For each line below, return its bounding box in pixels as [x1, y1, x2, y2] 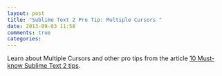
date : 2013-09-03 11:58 [7, 23, 76, 29]
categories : [7, 36, 41, 42]
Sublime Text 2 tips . [24, 62, 81, 70]
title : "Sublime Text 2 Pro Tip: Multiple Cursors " [7, 16, 163, 23]
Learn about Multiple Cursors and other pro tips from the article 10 [7, 54, 196, 62]
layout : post [7, 10, 45, 17]
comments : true [7, 29, 51, 36]
